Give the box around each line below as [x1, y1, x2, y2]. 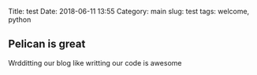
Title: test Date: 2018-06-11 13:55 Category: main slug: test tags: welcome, [8, 7, 250, 16]
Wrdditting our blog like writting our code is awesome [8, 58, 182, 67]
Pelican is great [8, 37, 86, 51]
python [8, 15, 32, 24]
